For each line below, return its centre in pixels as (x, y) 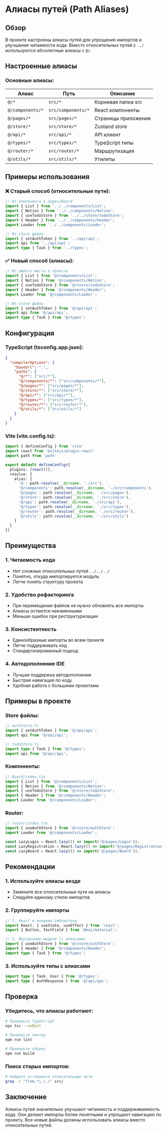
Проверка (22, 997)
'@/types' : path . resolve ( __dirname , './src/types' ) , (74, 507)
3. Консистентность (31, 629)
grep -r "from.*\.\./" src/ (34, 1081)
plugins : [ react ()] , (31, 469)
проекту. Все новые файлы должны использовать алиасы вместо (75, 1119)
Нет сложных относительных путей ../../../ (61, 571)
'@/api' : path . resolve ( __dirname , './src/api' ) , (70, 502)
